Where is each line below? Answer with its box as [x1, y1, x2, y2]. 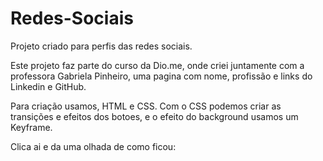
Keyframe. [10, 121, 53, 133]
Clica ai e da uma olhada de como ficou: [10, 140, 177, 152]
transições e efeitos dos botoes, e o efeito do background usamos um [10, 110, 299, 122]
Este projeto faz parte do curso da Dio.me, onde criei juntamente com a [10, 59, 305, 71]
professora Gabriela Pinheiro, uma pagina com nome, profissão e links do [10, 70, 313, 82]
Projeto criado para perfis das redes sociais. [10, 40, 193, 52]
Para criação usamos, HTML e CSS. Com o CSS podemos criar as [10, 100, 282, 112]
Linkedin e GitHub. [10, 80, 87, 92]
